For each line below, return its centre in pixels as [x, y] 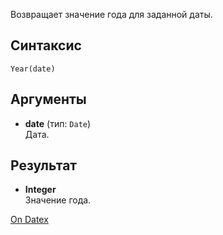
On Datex [29, 220]
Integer [40, 190]
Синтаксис [46, 45]
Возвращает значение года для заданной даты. [111, 14]
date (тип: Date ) [58, 123]
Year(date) [33, 69]
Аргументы [48, 99]
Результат [44, 165]
